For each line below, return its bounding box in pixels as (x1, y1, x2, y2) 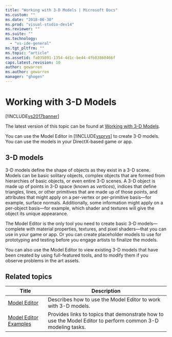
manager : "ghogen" (5, 74, 45, 79)
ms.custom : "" (5, 12, 36, 17)
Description (91, 287, 121, 294)
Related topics (5, 272, 52, 281)
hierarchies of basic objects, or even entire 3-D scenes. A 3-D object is (5, 178, 156, 184)
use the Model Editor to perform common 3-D (48, 317, 159, 324)
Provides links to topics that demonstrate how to (48, 311, 164, 318)
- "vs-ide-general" (10, 41, 52, 46)
